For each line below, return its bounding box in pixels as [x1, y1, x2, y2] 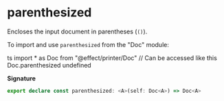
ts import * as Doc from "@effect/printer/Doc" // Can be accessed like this [7, 53, 218, 62]
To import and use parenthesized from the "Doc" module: [7, 40, 170, 48]
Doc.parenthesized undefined [7, 61, 91, 69]
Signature [7, 74, 36, 83]
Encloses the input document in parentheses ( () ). [7, 27, 148, 35]
